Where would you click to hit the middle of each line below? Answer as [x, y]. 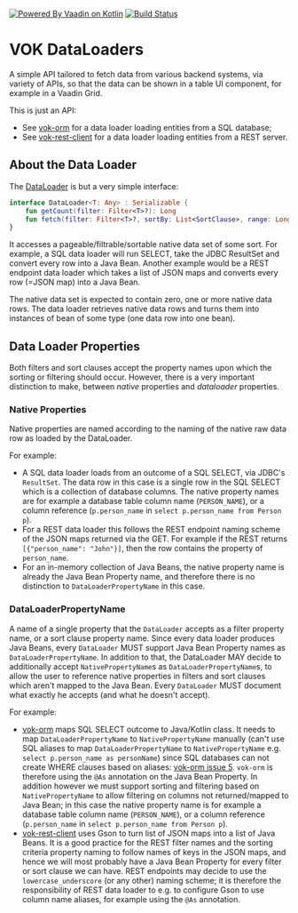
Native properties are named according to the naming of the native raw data [148, 429]
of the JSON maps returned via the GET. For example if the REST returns [155, 539]
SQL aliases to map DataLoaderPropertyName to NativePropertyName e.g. [151, 748]
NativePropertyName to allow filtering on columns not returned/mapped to [156, 795]
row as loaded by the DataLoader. [71, 438]
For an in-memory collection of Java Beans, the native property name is [153, 567]
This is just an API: [43, 110]
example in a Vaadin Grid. [56, 92]
